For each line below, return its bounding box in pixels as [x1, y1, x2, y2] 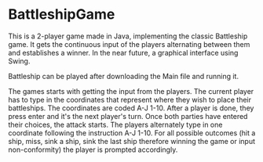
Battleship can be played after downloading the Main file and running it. [8, 71, 239, 81]
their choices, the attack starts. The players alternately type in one [8, 120, 223, 129]
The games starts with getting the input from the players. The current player [8, 86, 254, 95]
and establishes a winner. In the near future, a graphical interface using [8, 48, 239, 57]
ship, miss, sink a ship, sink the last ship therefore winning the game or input [8, 136, 256, 146]
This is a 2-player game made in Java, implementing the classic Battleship [8, 31, 248, 41]
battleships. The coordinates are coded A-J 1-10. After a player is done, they [8, 103, 254, 113]
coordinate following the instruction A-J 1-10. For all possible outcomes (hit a [8, 128, 256, 138]
